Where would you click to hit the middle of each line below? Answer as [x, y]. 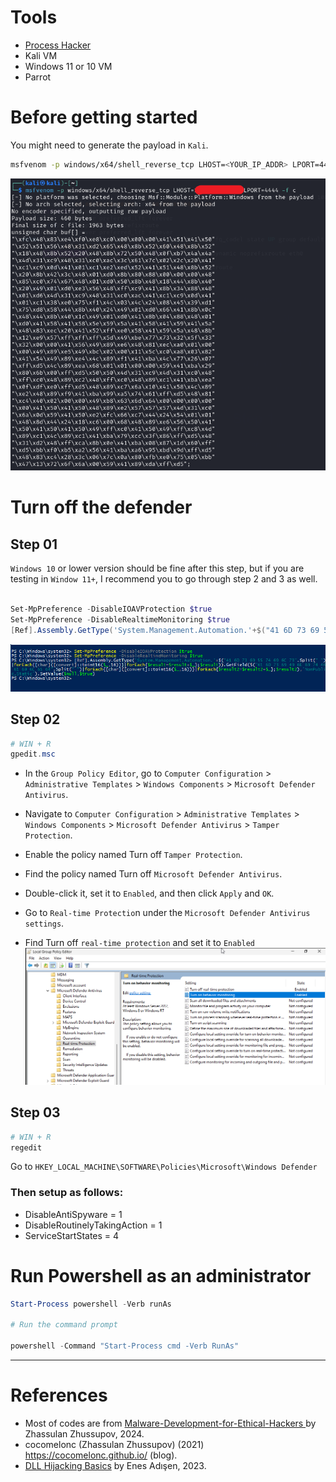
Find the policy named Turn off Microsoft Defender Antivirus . [153, 874]
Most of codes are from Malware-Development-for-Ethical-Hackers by [170, 1423]
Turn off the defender [101, 507]
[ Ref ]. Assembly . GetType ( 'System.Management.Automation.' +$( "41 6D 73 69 [165, 630]
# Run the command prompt [64, 1325]
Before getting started [104, 117]
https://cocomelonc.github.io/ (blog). [101, 1455]
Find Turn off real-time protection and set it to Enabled [140, 943]
